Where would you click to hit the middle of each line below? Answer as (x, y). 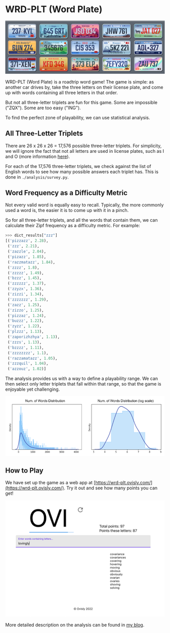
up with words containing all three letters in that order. (61, 93)
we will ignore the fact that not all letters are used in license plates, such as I (85, 151)
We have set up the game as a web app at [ (50, 482)
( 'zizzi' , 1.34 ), (26, 294)
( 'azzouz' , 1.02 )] (27, 369)
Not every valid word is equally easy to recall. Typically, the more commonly (84, 205)
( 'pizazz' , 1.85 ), (27, 257)
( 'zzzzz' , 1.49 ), (26, 273)
